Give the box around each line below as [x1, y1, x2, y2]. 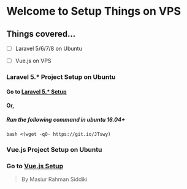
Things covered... [6, 29, 76, 39]
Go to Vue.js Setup [6, 162, 63, 171]
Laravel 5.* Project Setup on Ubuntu [6, 73, 116, 81]
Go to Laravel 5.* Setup [6, 87, 67, 95]
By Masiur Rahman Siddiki [21, 176, 88, 183]
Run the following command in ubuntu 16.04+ [6, 116, 126, 123]
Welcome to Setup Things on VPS [6, 4, 181, 18]
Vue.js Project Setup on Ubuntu [6, 146, 102, 154]
